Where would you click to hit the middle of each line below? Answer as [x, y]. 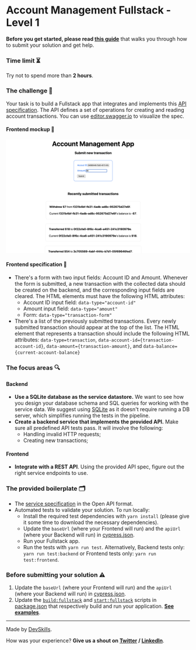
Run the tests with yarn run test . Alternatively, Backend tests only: [104, 547]
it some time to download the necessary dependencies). [91, 522]
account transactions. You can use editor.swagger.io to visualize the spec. [95, 116]
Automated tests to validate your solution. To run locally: [82, 509]
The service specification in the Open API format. [74, 504]
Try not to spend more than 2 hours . [50, 76]
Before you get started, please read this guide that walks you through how [97, 39]
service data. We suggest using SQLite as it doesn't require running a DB [102, 409]
